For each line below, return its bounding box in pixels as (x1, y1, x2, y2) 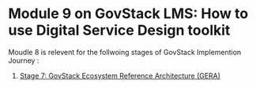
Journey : (8, 56, 40, 65)
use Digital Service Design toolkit (8, 21, 231, 39)
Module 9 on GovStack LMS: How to (8, 5, 249, 23)
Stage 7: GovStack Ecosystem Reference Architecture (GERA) (19, 71, 221, 80)
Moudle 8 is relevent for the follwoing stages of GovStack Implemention (8, 47, 242, 57)
